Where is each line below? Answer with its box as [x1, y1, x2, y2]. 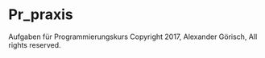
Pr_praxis [8, 6, 74, 24]
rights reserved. [8, 40, 62, 49]
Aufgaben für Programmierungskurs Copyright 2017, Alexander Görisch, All [8, 32, 258, 41]
